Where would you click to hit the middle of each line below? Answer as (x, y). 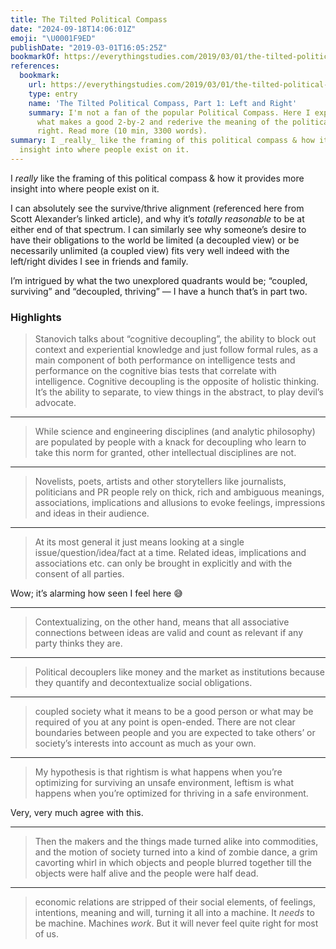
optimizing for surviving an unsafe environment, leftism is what (164, 783)
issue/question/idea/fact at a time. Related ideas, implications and (170, 553)
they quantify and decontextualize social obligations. (143, 683)
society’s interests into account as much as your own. (145, 743)
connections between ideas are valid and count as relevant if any (169, 633)
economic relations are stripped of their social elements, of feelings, (175, 902)
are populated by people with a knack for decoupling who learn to (170, 442)
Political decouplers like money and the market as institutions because (179, 672)
